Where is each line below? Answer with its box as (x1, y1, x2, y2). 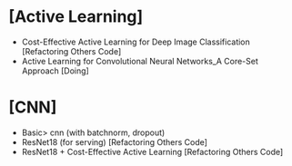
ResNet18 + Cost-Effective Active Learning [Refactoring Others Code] (21, 146, 284, 157)
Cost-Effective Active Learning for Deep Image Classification (21, 36, 251, 47)
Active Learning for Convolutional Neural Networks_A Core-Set (21, 55, 258, 66)
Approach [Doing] (21, 65, 90, 76)
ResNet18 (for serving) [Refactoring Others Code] (21, 136, 208, 147)
